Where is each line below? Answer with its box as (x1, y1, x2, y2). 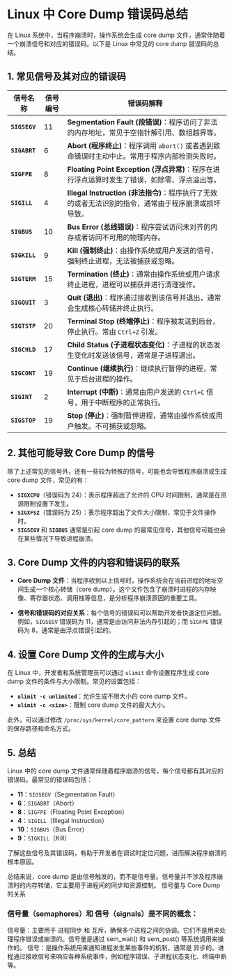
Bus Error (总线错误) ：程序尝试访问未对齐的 (67, 221, 211, 231)
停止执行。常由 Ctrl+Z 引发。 (67, 326, 162, 336)
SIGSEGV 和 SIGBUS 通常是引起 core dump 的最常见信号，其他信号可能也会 (17, 525, 226, 534)
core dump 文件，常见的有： (7, 476, 89, 484)
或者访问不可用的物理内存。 (74, 232, 165, 242)
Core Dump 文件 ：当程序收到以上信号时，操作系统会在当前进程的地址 (17, 576, 217, 585)
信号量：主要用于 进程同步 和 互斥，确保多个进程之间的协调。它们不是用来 (7, 926, 220, 935)
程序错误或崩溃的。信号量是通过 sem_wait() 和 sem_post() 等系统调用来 (13, 935, 218, 943)
